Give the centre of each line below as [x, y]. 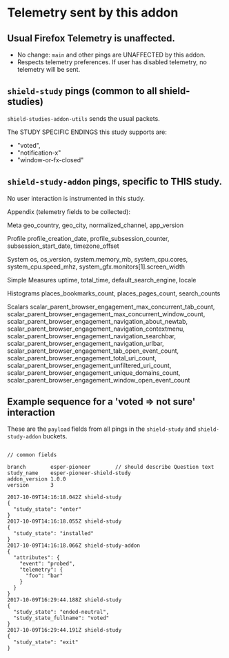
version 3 [30, 485]
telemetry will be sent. [49, 69]
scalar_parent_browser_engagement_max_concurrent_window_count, [106, 314]
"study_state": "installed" [54, 534]
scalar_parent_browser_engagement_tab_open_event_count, [93, 351]
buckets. [55, 436]
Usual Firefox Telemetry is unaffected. [91, 38]
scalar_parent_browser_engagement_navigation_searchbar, [91, 336]
